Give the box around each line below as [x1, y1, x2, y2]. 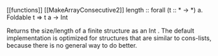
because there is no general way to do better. [6, 41, 138, 49]
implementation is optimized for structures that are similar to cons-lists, [6, 34, 212, 42]
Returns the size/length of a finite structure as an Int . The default [6, 27, 195, 35]
